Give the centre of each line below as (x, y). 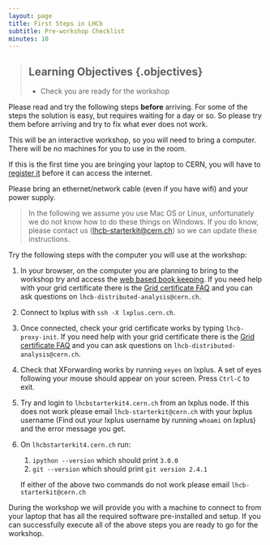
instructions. (49, 239)
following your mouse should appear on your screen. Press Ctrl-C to (135, 378)
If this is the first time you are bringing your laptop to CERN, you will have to (135, 164)
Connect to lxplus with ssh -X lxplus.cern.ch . (98, 312)
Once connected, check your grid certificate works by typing (122, 328)
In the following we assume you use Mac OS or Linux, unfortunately (141, 213)
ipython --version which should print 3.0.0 (105, 460)
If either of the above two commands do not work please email (124, 485)
